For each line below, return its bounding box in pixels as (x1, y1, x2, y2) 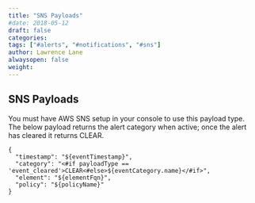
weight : (8, 63, 34, 71)
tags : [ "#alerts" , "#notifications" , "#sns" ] (8, 41, 161, 49)
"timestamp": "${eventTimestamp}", (15, 152, 133, 161)
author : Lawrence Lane (8, 48, 83, 56)
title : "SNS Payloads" (8, 11, 83, 20)
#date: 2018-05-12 (8, 19, 69, 27)
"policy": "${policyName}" (15, 180, 105, 189)
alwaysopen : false (8, 56, 69, 64)
